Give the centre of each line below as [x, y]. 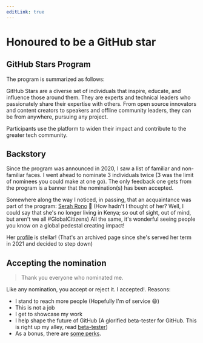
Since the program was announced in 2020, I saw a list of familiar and [93, 168]
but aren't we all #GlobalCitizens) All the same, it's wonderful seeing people [101, 219]
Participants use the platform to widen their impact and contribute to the [96, 128]
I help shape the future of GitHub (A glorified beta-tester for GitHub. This [106, 320]
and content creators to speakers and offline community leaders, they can [99, 110]
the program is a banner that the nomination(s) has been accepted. [90, 188]
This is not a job [35, 308]
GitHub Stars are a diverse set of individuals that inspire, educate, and [94, 91]
